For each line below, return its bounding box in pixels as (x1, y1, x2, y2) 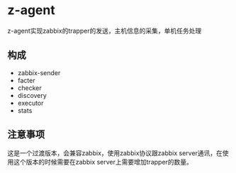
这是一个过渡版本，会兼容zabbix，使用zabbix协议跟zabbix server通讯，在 (7, 148, 223, 157)
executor (17, 99, 44, 107)
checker (17, 84, 43, 92)
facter (17, 76, 35, 84)
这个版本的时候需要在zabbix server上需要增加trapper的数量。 (13, 157, 193, 166)
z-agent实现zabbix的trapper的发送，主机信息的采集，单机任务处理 (7, 26, 202, 35)
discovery (17, 91, 47, 99)
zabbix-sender (17, 68, 61, 77)
